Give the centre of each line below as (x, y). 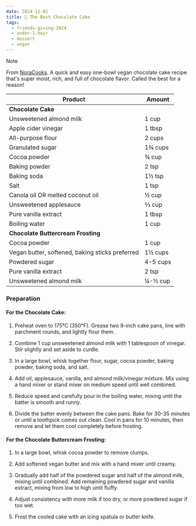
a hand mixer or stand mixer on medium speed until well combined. (95, 385)
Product (74, 99)
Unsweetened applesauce (45, 204)
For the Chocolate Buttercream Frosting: (56, 439)
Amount (158, 99)
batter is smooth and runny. (48, 402)
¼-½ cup (157, 281)
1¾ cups (157, 147)
